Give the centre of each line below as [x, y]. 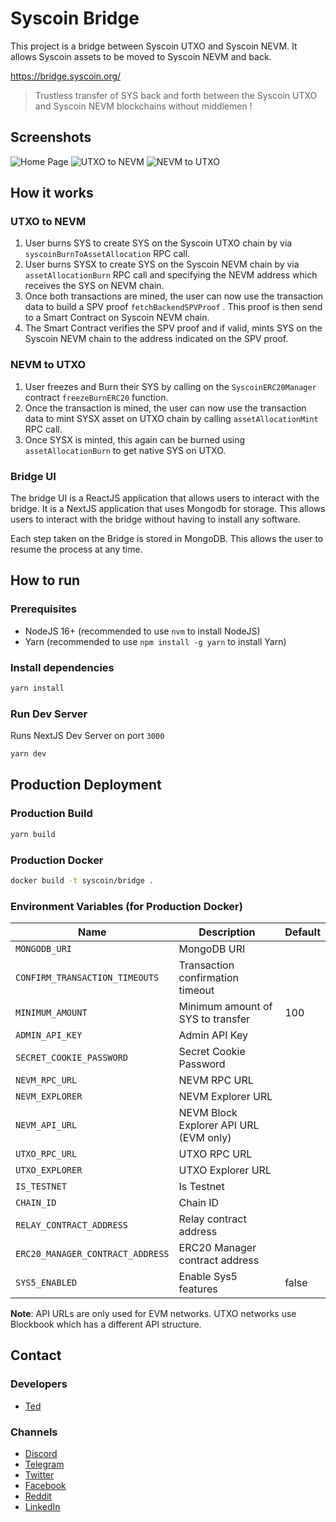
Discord [41, 1454]
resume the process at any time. [76, 549]
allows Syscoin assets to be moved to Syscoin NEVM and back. [141, 56]
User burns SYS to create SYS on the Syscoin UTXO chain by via [158, 243]
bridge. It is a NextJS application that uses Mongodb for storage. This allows [168, 509]
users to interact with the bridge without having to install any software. [155, 519]
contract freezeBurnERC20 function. [96, 397]
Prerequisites [43, 609]
